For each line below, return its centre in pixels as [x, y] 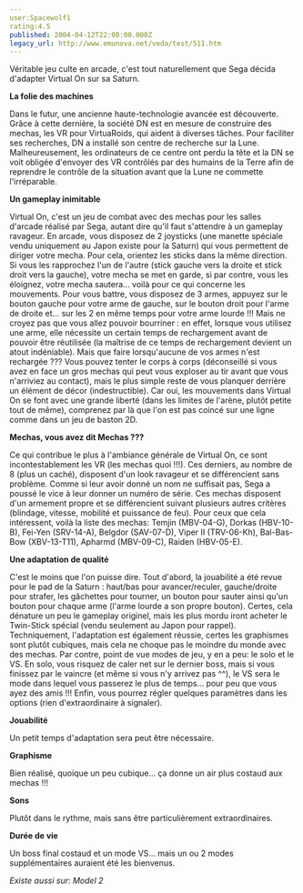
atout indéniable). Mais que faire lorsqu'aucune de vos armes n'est [135, 352]
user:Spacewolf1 [40, 18]
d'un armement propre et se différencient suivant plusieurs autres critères [148, 503]
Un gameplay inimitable [55, 199]
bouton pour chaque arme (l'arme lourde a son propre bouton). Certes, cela [151, 607]
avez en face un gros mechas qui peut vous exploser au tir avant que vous [149, 371]
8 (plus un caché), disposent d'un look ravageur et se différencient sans [145, 475]
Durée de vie [34, 836]
